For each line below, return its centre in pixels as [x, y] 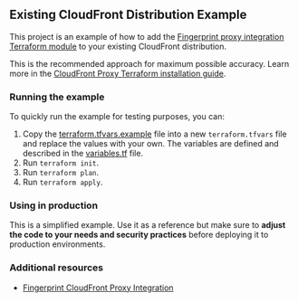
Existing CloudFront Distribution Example [128, 15]
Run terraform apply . [62, 182]
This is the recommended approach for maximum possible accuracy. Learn [149, 63]
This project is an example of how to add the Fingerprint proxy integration [147, 36]
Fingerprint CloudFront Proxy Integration [98, 288]
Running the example [57, 97]
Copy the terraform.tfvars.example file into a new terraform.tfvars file [154, 134]
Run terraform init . [61, 163]
